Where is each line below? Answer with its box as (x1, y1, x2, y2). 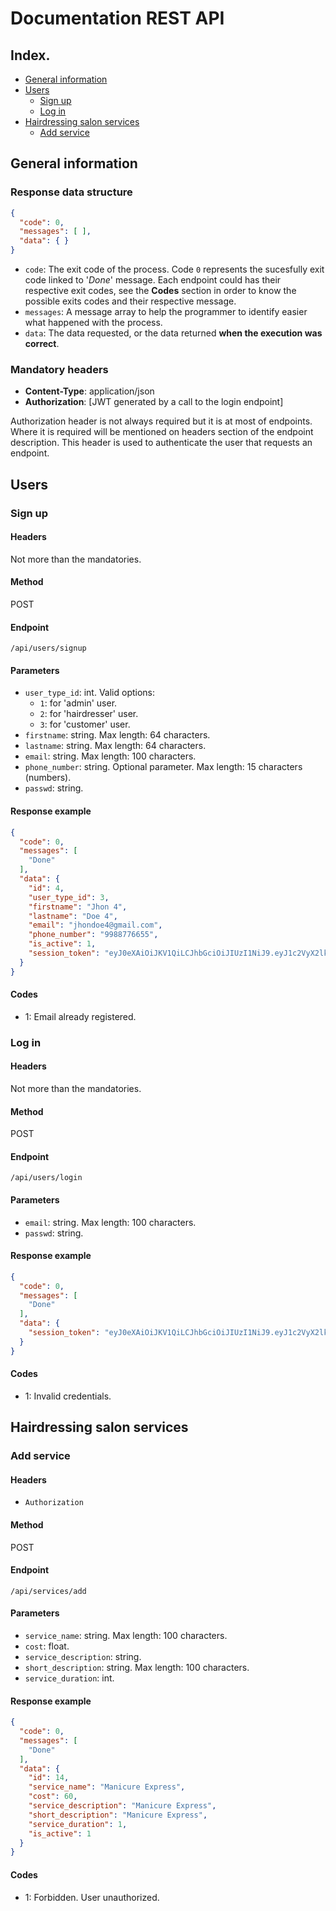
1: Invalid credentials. (24, 1390, 112, 1402)
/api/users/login (10, 1173, 83, 1183)
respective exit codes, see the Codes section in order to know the (24, 285, 297, 297)
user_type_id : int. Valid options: (24, 687, 156, 699)
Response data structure (10, 185, 133, 199)
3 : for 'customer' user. (39, 718, 131, 731)
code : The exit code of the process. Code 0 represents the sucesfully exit (24, 263, 325, 276)
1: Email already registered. (24, 1010, 137, 1022)
